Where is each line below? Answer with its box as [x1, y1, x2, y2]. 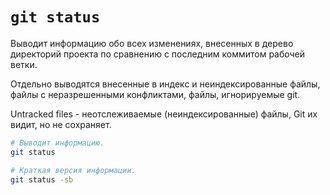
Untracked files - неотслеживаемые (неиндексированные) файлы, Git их [10, 108, 318, 120]
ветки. [10, 58, 38, 70]
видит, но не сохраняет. [10, 118, 112, 130]
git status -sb [10, 174, 74, 185]
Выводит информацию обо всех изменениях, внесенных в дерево [10, 37, 294, 49]
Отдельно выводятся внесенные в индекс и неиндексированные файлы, [10, 78, 321, 90]
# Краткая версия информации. [10, 165, 137, 175]
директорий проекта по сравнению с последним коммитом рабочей [10, 48, 306, 60]
